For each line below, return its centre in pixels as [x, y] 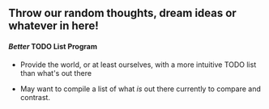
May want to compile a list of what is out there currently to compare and [141, 89]
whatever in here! [53, 26]
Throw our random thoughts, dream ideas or [122, 13]
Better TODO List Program [53, 46]
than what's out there [56, 73]
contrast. [35, 97]
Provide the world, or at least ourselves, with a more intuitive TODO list [138, 65]
